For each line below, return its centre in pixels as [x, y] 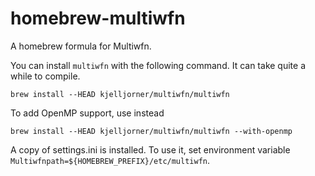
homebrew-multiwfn [98, 18]
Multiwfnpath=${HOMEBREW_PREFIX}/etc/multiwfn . [110, 160]
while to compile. [45, 76]
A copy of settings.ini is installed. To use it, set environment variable [150, 149]
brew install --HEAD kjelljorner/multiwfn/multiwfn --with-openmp [151, 131]
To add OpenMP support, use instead [87, 113]
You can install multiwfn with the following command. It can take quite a [158, 65]
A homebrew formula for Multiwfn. [81, 46]
